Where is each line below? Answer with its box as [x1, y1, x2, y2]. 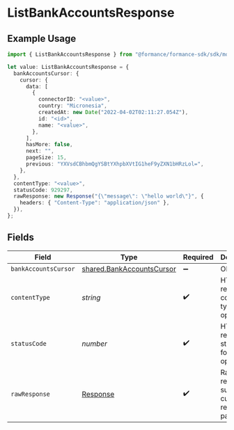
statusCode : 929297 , [13, 186, 73, 193]
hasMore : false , [25, 141, 73, 148]
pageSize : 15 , [25, 154, 68, 161]
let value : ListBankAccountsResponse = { [7, 63, 130, 70]
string [81, 292, 101, 302]
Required [182, 252, 214, 262]
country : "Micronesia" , [38, 102, 108, 109]
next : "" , [25, 148, 54, 154]
